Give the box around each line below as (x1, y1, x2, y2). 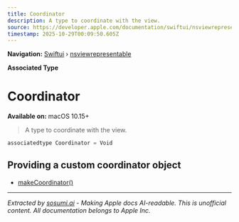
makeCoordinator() (17, 178, 73, 186)
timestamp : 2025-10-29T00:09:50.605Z (7, 30, 119, 38)
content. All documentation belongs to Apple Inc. (7, 206, 151, 214)
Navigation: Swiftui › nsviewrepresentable (7, 50, 132, 58)
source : (7, 23, 31, 31)
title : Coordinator (7, 10, 65, 18)
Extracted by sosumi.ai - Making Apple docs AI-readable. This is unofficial (7, 199, 226, 207)
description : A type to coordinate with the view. (7, 17, 161, 24)
